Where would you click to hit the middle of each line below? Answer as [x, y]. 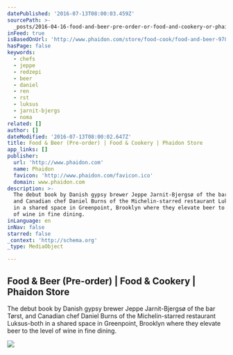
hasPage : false [29, 46]
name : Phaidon [34, 169]
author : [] [23, 130]
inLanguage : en [29, 221]
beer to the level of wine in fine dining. [62, 331]
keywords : [21, 53]
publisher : [23, 156]
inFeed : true [26, 33]
